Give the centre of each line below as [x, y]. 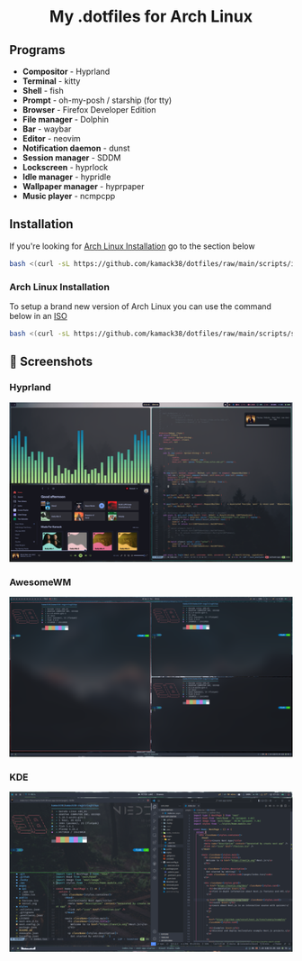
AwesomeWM [40, 581]
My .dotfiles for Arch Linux [151, 17]
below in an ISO [38, 316]
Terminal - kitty [51, 81]
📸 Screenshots [51, 362]
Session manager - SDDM [71, 158]
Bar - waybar [47, 129]
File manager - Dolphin [66, 119]
